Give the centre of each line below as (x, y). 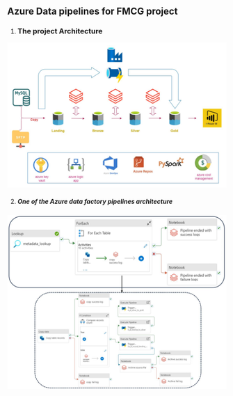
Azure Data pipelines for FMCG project (93, 11)
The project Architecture (60, 31)
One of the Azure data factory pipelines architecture (95, 201)
